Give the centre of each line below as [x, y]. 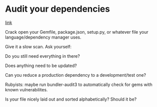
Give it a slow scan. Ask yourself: [38, 46]
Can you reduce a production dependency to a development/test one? [76, 75]
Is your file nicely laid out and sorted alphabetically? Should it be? [71, 99]
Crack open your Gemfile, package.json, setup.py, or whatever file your [77, 32]
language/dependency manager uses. [43, 37]
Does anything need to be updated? [41, 65]
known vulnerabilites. [26, 89]
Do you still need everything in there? [43, 56]
